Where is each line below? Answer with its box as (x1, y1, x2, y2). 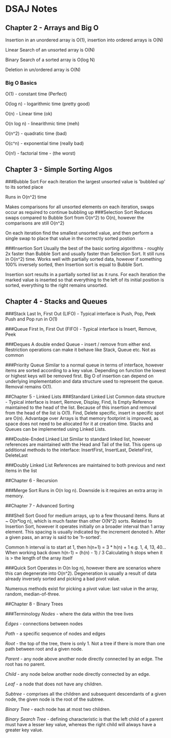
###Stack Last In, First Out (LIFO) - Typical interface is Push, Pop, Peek (5, 310, 156, 316)
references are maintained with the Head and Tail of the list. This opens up (5, 441, 162, 447)
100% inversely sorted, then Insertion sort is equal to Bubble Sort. (5, 261, 144, 268)
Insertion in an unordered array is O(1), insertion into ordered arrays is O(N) (5, 37, 163, 43)
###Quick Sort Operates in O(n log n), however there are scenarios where (5, 564, 161, 571)
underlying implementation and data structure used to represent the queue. (5, 378, 164, 384)
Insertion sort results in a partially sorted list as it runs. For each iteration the (5, 272, 166, 278)
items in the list (5, 468, 37, 474)
